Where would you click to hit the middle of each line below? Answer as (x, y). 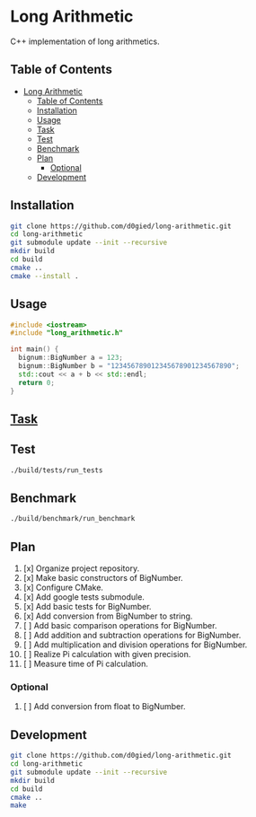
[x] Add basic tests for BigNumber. (87, 607)
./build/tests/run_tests (57, 470)
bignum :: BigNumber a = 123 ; (71, 358)
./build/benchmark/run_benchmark (73, 519)
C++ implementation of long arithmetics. (85, 41)
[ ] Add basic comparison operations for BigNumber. (120, 626)
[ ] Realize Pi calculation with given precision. (107, 654)
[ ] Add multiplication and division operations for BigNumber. (135, 645)
